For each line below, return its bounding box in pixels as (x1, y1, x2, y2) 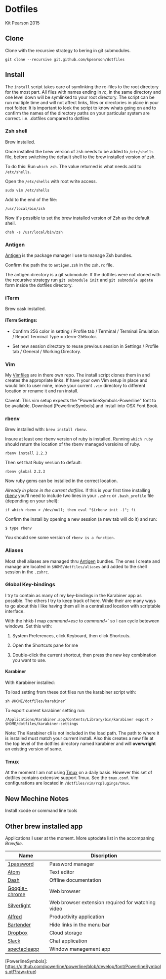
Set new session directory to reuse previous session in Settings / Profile (12, 343, 159, 349)
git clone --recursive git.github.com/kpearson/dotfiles (5, 57, 125, 62)
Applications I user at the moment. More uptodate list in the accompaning (5, 835, 155, 841)
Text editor (49, 868, 75, 875)
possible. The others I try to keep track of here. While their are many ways (5, 598, 156, 604)
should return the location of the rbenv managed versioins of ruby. (5, 441, 141, 447)
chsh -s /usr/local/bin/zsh (5, 230, 63, 235)
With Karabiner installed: (5, 679, 55, 685)
